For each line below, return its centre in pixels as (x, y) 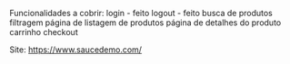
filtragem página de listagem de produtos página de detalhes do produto (145, 23)
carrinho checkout (44, 32)
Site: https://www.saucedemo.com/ (76, 50)
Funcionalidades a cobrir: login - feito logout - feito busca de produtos (141, 13)
